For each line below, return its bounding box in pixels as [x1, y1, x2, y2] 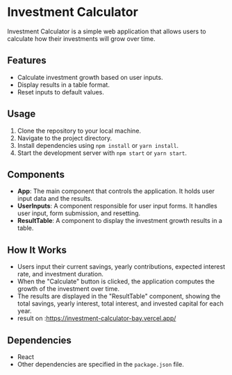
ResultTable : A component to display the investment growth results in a [17, 217, 222, 225]
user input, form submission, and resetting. [17, 209, 141, 217]
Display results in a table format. [17, 81, 110, 89]
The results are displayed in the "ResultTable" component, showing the [17, 292, 221, 301]
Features [7, 55, 47, 67]
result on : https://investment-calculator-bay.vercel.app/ [17, 314, 176, 323]
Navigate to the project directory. [17, 133, 113, 142]
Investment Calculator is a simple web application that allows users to [7, 27, 206, 35]
